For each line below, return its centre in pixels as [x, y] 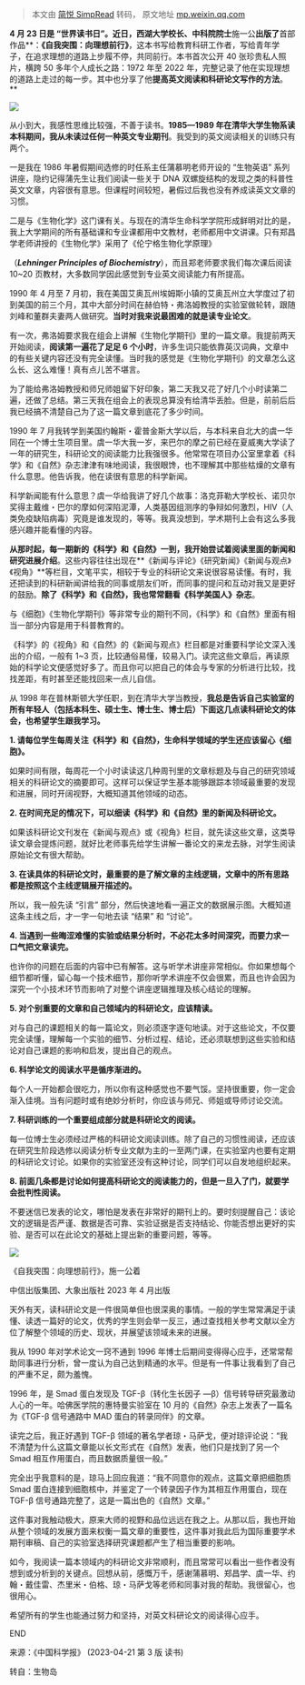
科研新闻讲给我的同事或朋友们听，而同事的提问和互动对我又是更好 [172, 583]
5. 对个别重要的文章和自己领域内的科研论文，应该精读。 [113, 1008]
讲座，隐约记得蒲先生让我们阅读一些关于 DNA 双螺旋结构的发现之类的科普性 [152, 178]
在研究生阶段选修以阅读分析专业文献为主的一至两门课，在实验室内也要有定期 [152, 1150]
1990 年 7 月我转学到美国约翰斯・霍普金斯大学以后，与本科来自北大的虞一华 [151, 431]
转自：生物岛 [33, 1671]
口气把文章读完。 [41, 947]
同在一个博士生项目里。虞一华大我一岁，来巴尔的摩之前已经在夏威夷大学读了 [152, 442]
